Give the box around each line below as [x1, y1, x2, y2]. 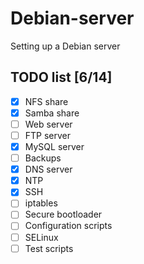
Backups [24, 152, 62, 164]
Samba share [24, 107, 80, 119]
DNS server [24, 163, 73, 176]
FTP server [24, 129, 72, 141]
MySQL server [24, 141, 85, 152]
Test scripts [24, 242, 74, 254]
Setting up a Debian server [10, 40, 121, 52]
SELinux [24, 231, 59, 243]
